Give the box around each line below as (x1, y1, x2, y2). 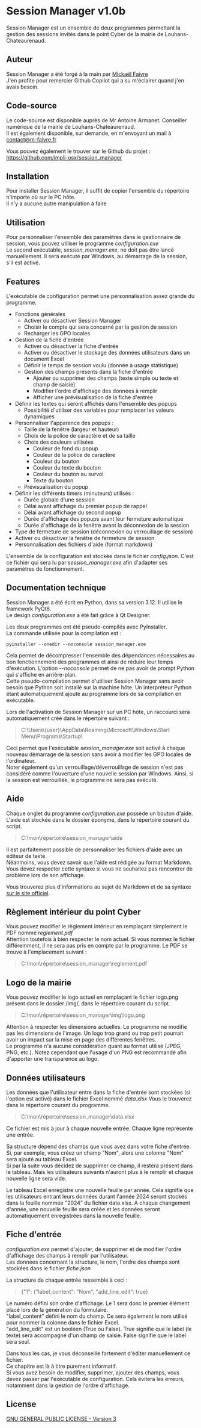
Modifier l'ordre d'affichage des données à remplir (32, 387, 158, 394)
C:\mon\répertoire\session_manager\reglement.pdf (20, 960, 148, 967)
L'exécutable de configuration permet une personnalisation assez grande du (6, 293, 195, 299)
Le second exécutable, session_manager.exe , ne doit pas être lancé (6, 246, 174, 253)
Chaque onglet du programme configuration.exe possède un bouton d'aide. (6, 810, 193, 817)
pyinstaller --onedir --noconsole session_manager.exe (6, 641, 146, 647)
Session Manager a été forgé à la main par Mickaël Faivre (6, 70, 148, 78)
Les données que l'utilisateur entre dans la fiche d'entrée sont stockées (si (6, 1088, 191, 1096)
